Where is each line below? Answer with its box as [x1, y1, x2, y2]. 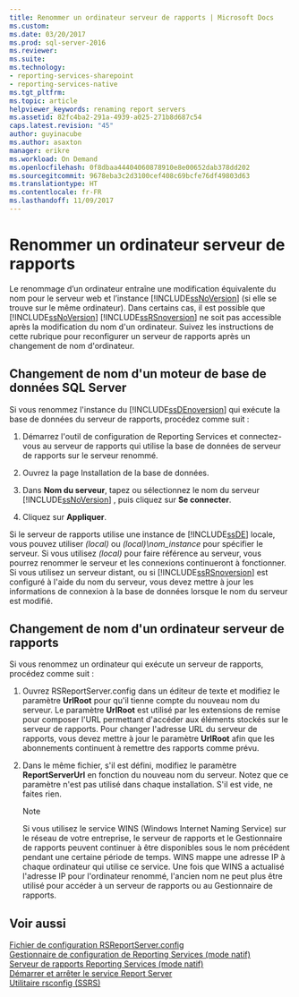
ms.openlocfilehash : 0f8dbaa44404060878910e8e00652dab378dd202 [9, 163, 251, 172]
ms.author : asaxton [9, 138, 82, 147]
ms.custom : [9, 21, 50, 30]
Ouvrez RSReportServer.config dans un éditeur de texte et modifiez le [21, 686, 280, 696]
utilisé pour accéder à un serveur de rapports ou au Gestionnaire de [21, 881, 273, 891]
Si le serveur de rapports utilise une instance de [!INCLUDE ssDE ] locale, [9, 529, 276, 540]
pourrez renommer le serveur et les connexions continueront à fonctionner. [9, 557, 286, 568]
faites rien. [21, 788, 63, 799]
